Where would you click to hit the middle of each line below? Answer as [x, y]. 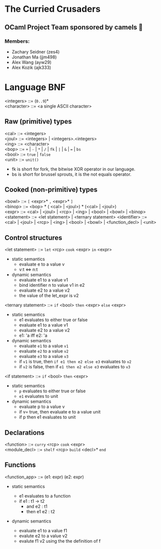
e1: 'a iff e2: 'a [33, 335]
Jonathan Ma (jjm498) [34, 57]
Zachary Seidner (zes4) [36, 52]
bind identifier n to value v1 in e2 [52, 285]
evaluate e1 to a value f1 [43, 530]
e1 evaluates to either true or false [53, 320]
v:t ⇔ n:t [28, 270]
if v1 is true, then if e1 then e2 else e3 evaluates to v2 [75, 361]
